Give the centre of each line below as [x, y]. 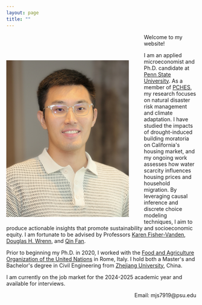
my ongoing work [166, 157]
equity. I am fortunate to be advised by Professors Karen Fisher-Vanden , [96, 234]
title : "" [19, 19]
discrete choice [163, 209]
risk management [166, 106]
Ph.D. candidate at [167, 68]
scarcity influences [167, 170]
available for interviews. [36, 283]
